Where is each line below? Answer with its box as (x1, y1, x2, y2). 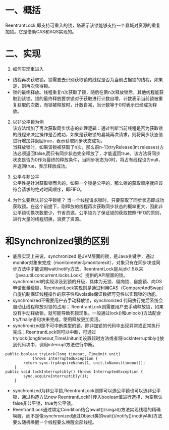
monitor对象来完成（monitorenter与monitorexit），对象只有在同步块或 (12, 259, 156, 265)
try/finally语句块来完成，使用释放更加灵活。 (12, 316, 103, 322)
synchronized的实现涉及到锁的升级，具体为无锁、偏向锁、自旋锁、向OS (12, 278, 162, 284)
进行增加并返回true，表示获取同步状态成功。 (12, 137, 105, 144)
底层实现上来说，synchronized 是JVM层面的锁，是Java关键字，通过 (12, 253, 155, 259)
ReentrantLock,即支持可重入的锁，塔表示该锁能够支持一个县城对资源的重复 (5, 22, 160, 28)
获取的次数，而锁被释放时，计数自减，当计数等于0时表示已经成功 (17, 101, 153, 107)
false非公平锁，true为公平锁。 (12, 400, 76, 406)
